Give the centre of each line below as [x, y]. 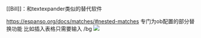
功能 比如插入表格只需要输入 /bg [52, 29]
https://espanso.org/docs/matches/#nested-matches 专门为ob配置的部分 [98, 21]
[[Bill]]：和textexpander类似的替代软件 [54, 9]
